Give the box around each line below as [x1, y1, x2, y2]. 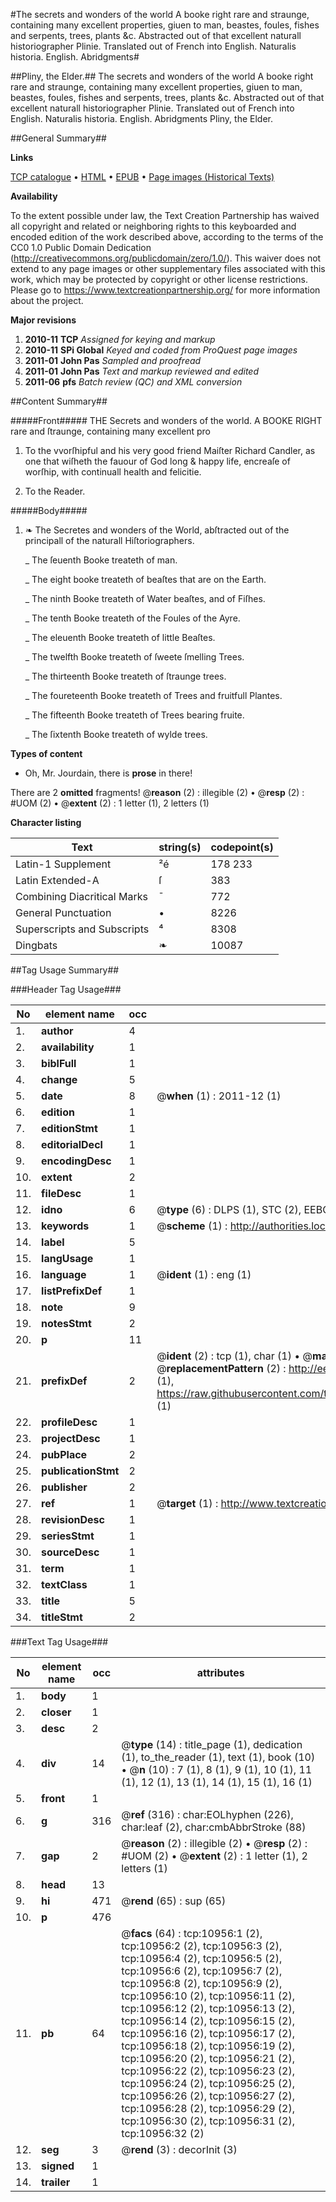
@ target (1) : [156, 1497, 219, 1510]
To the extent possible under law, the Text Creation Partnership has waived [10, 210, 320, 221]
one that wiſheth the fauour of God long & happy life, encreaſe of [24, 455, 291, 467]
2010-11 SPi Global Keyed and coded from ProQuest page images [24, 344, 298, 356]
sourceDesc [41, 1545, 100, 1559]
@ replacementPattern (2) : [156, 1362, 287, 1375]
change [41, 1073, 78, 1086]
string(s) [158, 840, 202, 854]
